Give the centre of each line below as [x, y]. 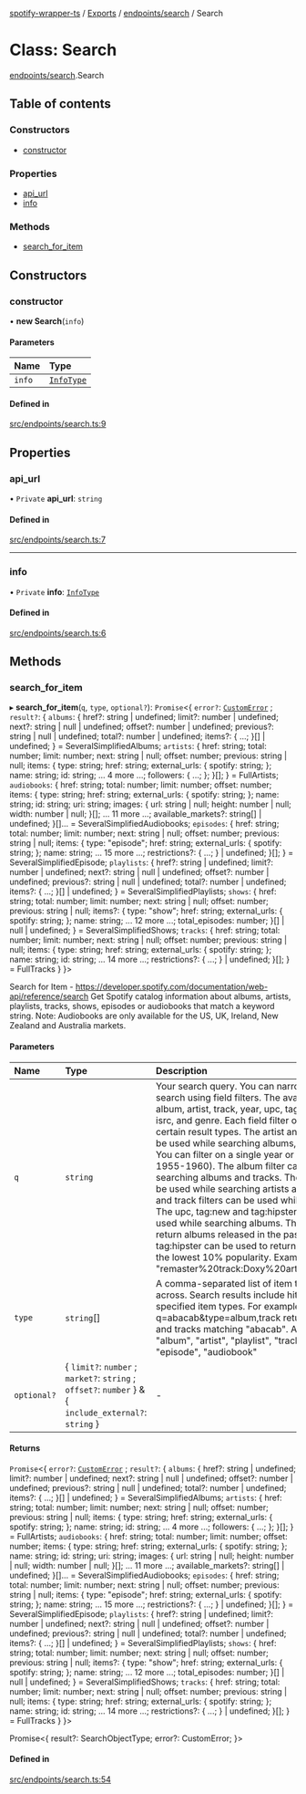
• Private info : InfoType [55, 591]
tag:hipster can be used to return [226, 1246]
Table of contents [60, 104]
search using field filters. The [218, 1097]
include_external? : [106, 1412]
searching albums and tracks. [219, 1177]
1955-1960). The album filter [220, 1165]
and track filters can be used [217, 1200]
